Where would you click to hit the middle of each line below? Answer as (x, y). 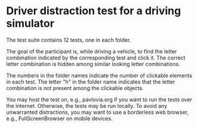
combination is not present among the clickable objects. (75, 88)
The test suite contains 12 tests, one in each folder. (69, 40)
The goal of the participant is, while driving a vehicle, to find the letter (92, 51)
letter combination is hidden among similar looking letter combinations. (93, 64)
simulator (30, 23)
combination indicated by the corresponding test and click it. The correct (96, 57)
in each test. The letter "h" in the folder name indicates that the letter (91, 82)
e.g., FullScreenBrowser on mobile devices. (59, 118)
